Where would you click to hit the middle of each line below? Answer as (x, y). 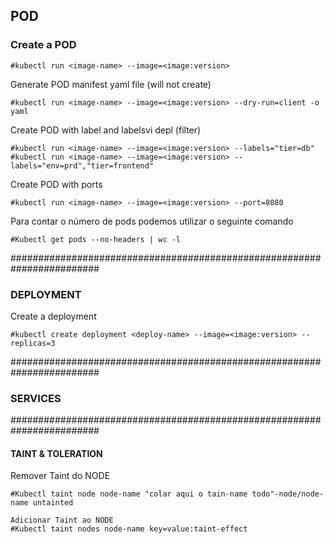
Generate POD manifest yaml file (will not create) (111, 84)
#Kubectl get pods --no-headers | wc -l (96, 239)
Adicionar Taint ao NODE (62, 520)
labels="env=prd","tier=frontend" (82, 165)
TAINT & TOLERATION (56, 453)
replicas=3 (33, 343)
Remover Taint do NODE (60, 476)
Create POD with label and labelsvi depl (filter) (106, 130)
